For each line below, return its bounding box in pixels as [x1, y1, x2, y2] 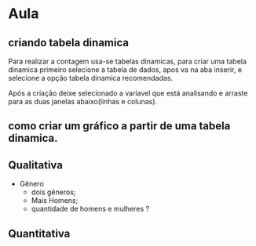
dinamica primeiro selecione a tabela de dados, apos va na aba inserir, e [8, 65, 242, 74]
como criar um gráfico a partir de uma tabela [8, 119, 231, 133]
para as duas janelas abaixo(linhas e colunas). [8, 97, 158, 106]
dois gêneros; [31, 187, 76, 197]
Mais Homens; [31, 196, 79, 205]
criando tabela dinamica [8, 36, 130, 49]
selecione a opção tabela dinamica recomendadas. [8, 74, 174, 82]
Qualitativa [8, 158, 63, 172]
